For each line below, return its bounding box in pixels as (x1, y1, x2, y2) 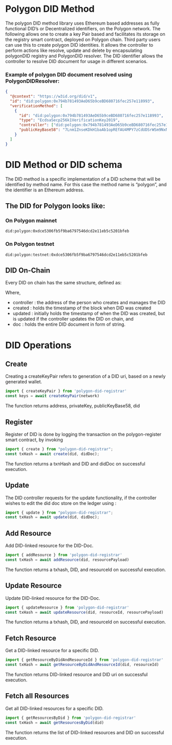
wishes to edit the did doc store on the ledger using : (5, 500, 117, 506)
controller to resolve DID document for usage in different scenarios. (5, 58, 148, 64)
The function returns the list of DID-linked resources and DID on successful (5, 729, 164, 735)
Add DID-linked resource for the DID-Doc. (5, 542, 94, 549)
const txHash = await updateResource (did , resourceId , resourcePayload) (5, 610, 164, 615)
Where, (5, 289, 21, 296)
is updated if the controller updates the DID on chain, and (12, 316, 134, 322)
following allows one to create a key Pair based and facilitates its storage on (5, 31, 165, 37)
